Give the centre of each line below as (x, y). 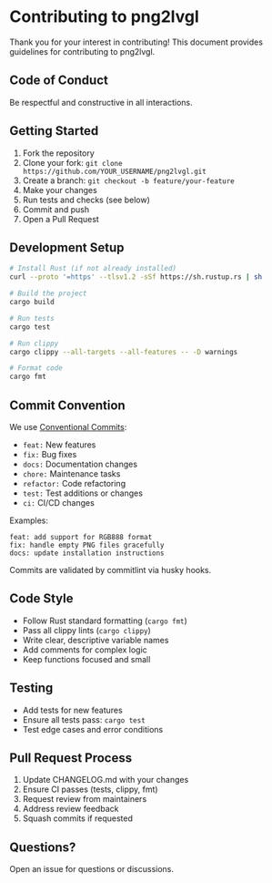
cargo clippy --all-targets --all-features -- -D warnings (124, 352)
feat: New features (59, 445)
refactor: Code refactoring (74, 483)
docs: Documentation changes (80, 464)
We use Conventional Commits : (68, 426)
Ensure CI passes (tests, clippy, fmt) (90, 789)
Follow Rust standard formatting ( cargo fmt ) (105, 621)
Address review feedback (71, 809)
